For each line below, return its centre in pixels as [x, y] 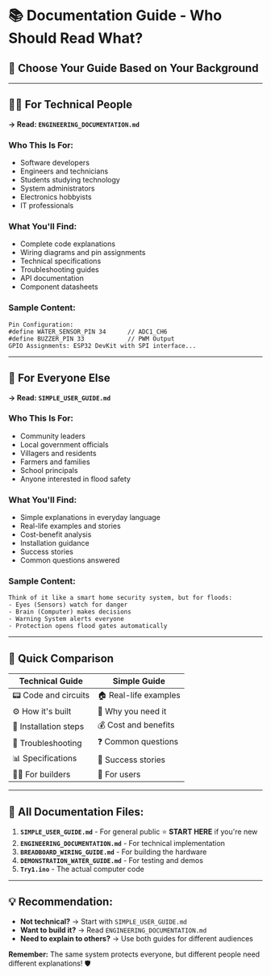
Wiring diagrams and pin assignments [83, 253]
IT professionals [47, 206]
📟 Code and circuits [51, 695]
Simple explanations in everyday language [90, 517]
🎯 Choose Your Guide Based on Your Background [133, 68]
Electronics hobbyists [56, 197]
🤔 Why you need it [132, 711]
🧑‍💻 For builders [42, 774]
